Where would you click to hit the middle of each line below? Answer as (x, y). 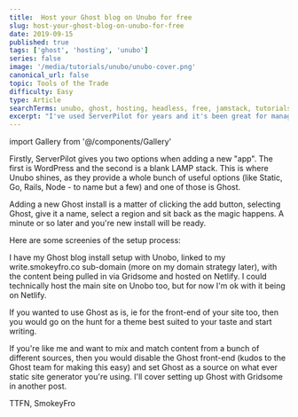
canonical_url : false (49, 75)
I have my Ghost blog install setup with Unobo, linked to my (118, 257)
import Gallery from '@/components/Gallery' (90, 142)
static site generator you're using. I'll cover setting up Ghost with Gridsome (146, 377)
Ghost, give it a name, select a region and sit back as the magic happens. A (147, 214)
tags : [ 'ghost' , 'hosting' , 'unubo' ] (79, 51)
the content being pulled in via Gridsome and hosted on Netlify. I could (138, 277)
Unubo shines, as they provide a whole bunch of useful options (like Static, (146, 177)
